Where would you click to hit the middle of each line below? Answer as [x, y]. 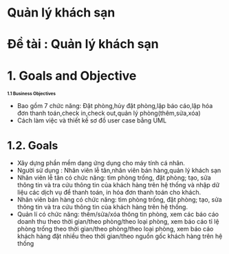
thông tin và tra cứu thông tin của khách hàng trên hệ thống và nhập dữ [118, 185]
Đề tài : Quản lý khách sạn [83, 44]
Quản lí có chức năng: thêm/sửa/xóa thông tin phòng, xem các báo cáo [118, 214]
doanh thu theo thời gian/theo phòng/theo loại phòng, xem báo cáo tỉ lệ [118, 222]
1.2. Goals [33, 146]
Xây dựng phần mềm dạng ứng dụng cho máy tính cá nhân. [101, 163]
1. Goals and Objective [72, 75]
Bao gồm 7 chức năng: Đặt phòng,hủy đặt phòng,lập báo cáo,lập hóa [115, 106]
